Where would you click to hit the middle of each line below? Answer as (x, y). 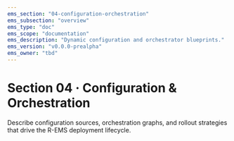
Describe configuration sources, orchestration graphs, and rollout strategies (117, 122)
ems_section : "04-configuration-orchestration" (78, 14)
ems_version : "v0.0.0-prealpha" (54, 47)
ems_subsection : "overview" (48, 20)
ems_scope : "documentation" (48, 33)
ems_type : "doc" (31, 27)
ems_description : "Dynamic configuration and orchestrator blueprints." (116, 40)
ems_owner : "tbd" (33, 54)
